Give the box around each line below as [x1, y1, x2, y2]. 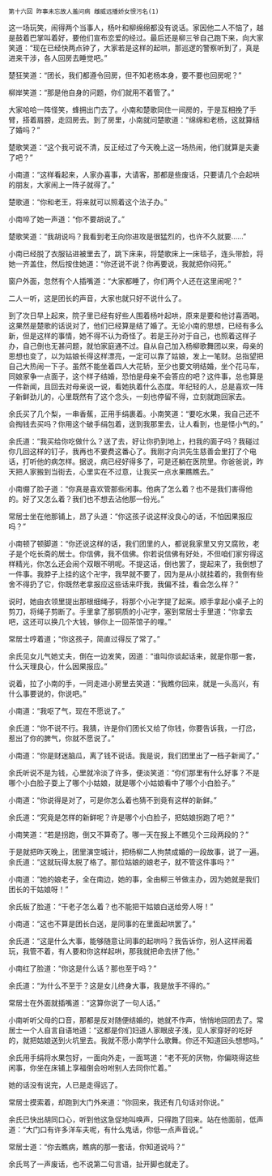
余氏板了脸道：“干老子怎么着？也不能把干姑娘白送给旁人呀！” [8, 902, 214, 911]
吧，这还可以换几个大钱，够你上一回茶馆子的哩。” [8, 617, 172, 626]
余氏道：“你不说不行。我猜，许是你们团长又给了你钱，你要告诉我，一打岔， [8, 723, 261, 732]
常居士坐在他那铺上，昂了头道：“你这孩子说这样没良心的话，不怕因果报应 [8, 512, 253, 521]
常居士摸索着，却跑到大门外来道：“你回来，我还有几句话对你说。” [8, 1097, 224, 1107]
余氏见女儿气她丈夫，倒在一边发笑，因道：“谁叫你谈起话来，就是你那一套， [8, 651, 261, 661]
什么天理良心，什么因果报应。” [8, 662, 108, 671]
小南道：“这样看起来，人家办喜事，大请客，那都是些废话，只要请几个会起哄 [8, 170, 261, 179]
